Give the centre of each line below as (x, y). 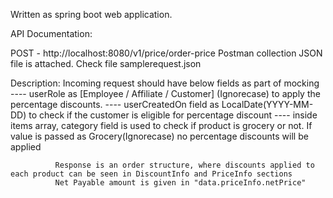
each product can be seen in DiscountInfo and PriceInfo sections (151, 174)
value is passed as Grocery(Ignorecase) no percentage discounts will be (159, 136)
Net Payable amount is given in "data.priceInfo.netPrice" (180, 183)
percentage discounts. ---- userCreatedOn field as (115, 104)
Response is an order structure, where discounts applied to (184, 165)
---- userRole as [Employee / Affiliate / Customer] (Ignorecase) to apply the (165, 93)
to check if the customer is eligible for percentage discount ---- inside (173, 115)
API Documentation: (51, 33)
